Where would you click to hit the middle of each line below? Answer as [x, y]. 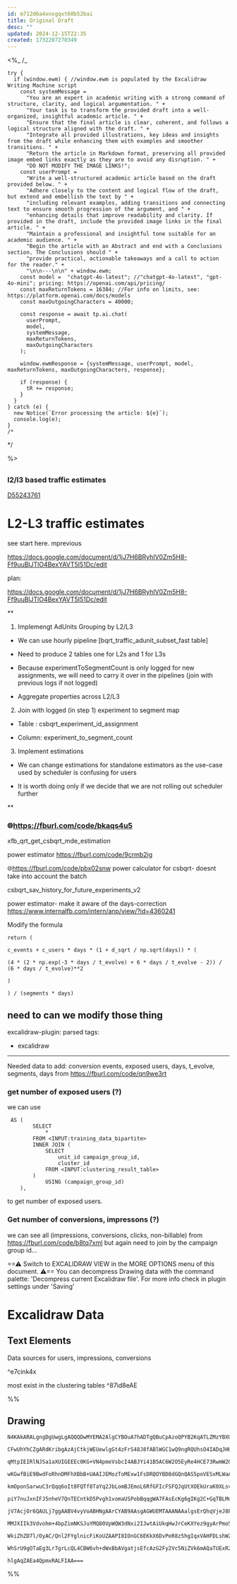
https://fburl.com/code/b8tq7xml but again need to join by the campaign [113, 1242]
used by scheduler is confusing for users [77, 772]
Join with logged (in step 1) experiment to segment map [98, 710]
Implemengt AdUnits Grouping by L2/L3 [75, 627]
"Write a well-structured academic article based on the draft [121, 178]
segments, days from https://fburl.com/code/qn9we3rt [87, 1073]
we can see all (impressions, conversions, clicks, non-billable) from [105, 1235]
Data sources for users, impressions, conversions [79, 1358]
